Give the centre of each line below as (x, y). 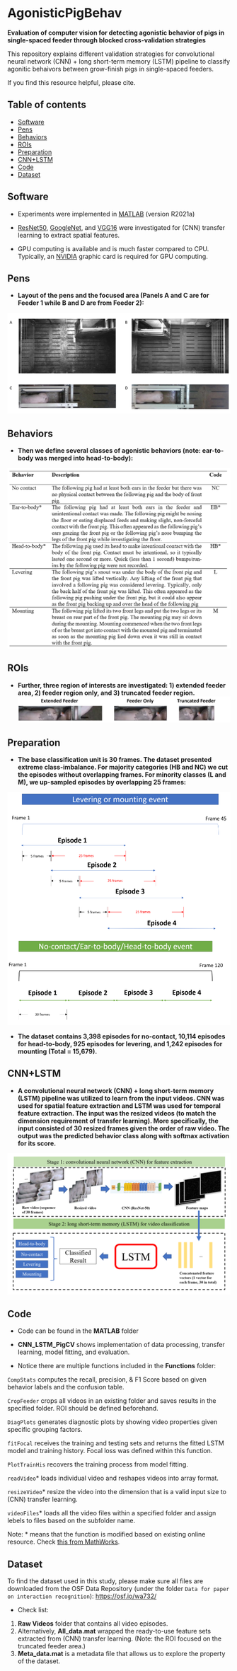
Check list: (33, 1610)
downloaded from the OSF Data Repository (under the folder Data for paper (118, 1589)
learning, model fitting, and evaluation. (74, 1352)
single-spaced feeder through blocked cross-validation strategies (107, 40)
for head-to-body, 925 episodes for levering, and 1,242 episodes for (120, 1043)
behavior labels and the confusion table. (66, 1387)
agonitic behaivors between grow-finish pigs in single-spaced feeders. (111, 69)
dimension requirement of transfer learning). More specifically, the (118, 1121)
